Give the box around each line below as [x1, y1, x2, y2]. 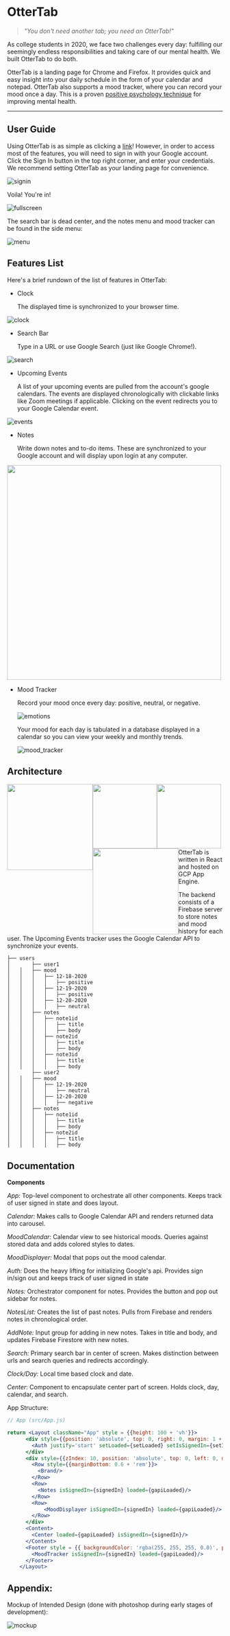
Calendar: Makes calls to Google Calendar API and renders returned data [7, 1212, 214, 1220]
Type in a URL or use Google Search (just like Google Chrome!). [16, 342, 197, 350]
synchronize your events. [7, 942, 79, 950]
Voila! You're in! [7, 190, 51, 198]
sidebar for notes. [7, 1295, 57, 1303]
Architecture [7, 765, 63, 777]
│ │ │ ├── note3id [7, 1052, 78, 1058]
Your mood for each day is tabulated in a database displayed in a [16, 725, 200, 734]
